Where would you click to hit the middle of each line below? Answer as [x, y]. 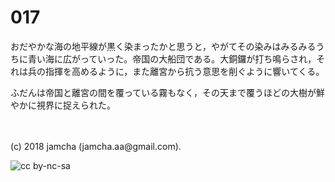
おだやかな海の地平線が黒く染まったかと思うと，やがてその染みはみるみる [163, 46]
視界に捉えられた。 [76, 105]
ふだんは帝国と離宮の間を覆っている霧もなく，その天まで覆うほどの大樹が [163, 92]
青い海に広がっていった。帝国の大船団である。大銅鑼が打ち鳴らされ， [172, 58]
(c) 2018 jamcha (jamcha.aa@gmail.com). [96, 146]
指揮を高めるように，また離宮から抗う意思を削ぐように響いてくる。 [184, 71]
